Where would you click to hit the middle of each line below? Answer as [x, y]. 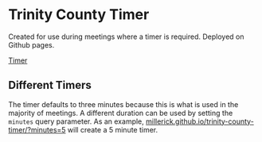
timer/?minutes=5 [37, 129]
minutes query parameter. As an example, [76, 121]
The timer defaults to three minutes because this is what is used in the [123, 104]
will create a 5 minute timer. [113, 129]
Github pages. [31, 44]
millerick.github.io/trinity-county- [200, 121]
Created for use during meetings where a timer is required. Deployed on [126, 36]
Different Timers [50, 85]
